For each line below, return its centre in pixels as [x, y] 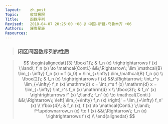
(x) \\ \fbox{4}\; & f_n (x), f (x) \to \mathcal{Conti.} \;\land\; [90, 105]
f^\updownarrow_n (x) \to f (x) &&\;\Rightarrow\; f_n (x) [91, 111]
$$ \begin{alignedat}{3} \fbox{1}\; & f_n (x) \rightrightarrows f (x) [91, 63]
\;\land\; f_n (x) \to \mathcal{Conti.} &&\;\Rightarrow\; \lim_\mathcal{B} [90, 68]
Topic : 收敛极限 [25, 15]
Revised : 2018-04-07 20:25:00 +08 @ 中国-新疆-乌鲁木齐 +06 [68, 24]
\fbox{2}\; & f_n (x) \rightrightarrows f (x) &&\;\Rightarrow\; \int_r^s [90, 79]
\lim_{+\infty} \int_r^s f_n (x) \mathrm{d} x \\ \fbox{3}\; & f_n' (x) [91, 90]
